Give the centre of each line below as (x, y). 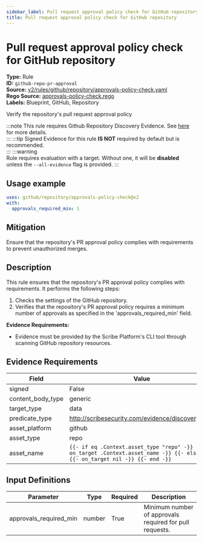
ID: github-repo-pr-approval (42, 83)
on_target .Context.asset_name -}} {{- (127, 453)
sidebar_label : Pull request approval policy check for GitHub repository (102, 12)
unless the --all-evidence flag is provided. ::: (63, 164)
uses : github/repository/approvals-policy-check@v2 (72, 198)
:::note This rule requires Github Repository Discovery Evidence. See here (98, 126)
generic (80, 399)
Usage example (36, 183)
